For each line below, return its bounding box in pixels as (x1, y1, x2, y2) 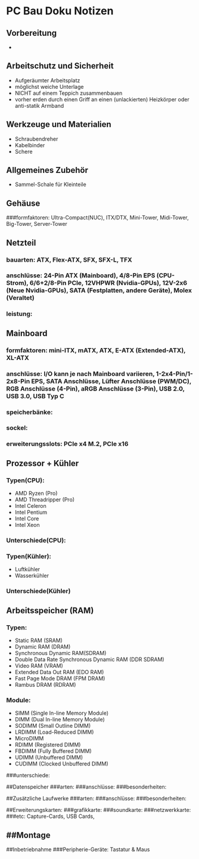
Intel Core (14, 515, 39, 522)
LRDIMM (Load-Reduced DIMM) (14, 728, 94, 736)
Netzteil (6, 237, 36, 248)
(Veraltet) (6, 294, 35, 302)
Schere (14, 148, 33, 155)
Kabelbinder (14, 141, 45, 148)
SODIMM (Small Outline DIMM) (14, 722, 91, 730)
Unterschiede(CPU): (6, 537, 67, 545)
